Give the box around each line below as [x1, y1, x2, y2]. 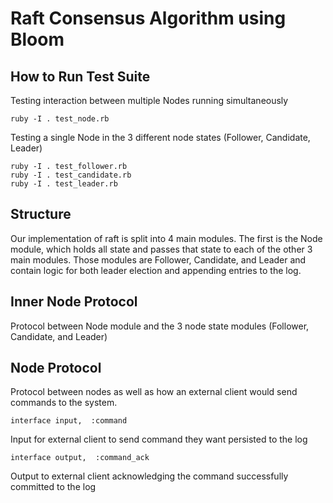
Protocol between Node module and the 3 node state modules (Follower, [10, 320, 310, 332]
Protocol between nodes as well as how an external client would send [10, 386, 298, 398]
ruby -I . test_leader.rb [10, 179, 118, 189]
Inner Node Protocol [10, 293, 138, 311]
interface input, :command [10, 416, 128, 426]
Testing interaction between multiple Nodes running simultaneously [10, 95, 289, 106]
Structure [10, 206, 72, 223]
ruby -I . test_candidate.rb [10, 170, 132, 180]
